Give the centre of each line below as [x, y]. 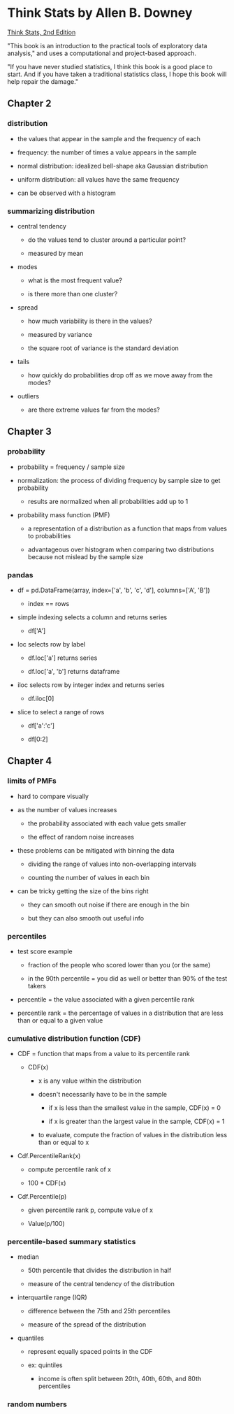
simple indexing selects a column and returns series [92, 617]
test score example [45, 951]
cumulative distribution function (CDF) [74, 1038]
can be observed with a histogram [67, 193]
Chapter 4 [30, 761]
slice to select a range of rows [61, 712]
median [28, 1257]
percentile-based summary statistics [72, 1242]
